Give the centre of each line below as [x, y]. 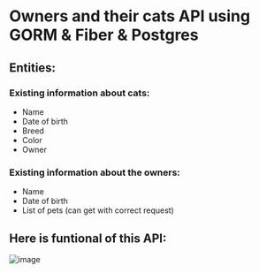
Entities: [32, 68]
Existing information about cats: [80, 93]
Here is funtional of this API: [88, 238]
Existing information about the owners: [95, 172]
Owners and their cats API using [129, 16]
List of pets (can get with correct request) [98, 210]
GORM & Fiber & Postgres [104, 35]
